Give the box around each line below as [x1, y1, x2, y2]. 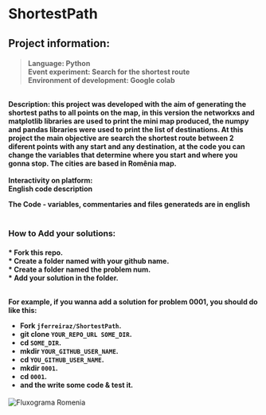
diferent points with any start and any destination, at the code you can [8, 142, 245, 151]
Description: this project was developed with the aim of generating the [8, 100, 247, 109]
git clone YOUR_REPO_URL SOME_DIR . [19, 329, 133, 339]
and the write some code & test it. [19, 380, 134, 390]
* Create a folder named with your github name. [8, 256, 170, 265]
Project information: [8, 37, 110, 50]
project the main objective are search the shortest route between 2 [8, 133, 234, 143]
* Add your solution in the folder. [8, 272, 119, 283]
